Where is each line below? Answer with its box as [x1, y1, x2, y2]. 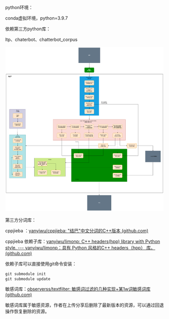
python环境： [5, 5, 33, 10]
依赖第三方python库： [5, 26, 51, 32]
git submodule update [5, 276, 51, 281]
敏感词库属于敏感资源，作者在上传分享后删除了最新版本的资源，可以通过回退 [5, 302, 164, 308]
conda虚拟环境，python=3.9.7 [5, 15, 68, 21]
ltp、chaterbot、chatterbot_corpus [5, 37, 78, 42]
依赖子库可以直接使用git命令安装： [5, 261, 77, 267]
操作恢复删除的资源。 [5, 308, 49, 314]
